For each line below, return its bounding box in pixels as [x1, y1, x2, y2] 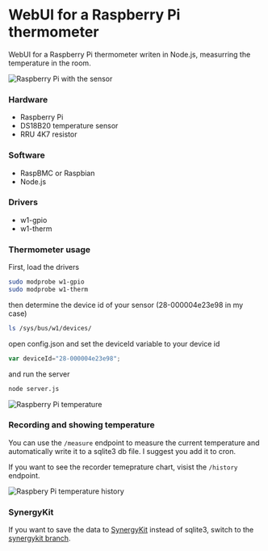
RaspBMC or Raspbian [19, 168, 95, 178]
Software [8, 149, 46, 161]
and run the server [8, 369, 70, 379]
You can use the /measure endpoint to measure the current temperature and [8, 438, 260, 448]
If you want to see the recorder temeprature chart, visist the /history [8, 462, 238, 472]
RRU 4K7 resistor [19, 129, 77, 139]
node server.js [8, 385, 60, 393]
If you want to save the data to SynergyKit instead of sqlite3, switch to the [8, 525, 254, 535]
